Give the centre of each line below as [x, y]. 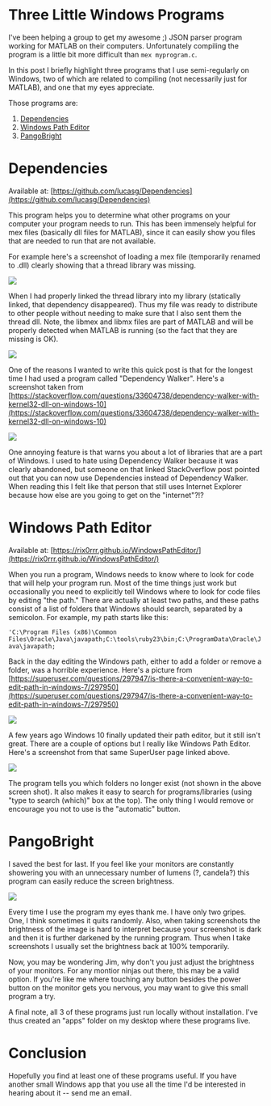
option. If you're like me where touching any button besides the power [125, 979]
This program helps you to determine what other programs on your [119, 215]
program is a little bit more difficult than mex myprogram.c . [103, 54]
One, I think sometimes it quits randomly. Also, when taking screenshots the [134, 920]
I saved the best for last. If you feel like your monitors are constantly [121, 863]
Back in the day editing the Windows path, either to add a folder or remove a [135, 661]
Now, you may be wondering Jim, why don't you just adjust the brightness [131, 962]
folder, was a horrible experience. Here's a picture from [100, 669]
